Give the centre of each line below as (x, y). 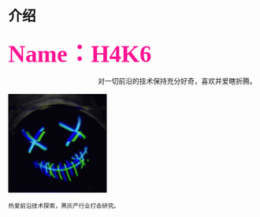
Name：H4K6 (80, 54)
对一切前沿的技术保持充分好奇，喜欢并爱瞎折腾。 (177, 80)
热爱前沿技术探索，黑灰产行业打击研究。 (64, 206)
